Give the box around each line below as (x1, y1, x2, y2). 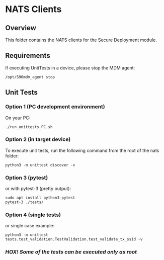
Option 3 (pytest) (5, 174, 48, 181)
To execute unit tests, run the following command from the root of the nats (5, 147, 159, 153)
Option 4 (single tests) (5, 211, 61, 218)
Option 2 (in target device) (5, 136, 71, 143)
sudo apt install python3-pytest (5, 195, 75, 201)
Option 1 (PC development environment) (5, 103, 106, 110)
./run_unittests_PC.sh (5, 124, 53, 129)
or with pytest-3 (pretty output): (5, 186, 71, 192)
